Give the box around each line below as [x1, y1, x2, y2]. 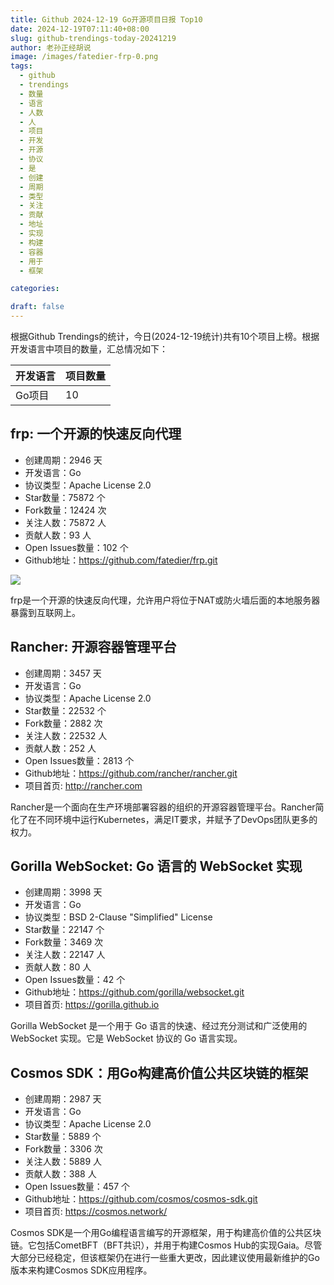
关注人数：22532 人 [24, 729, 108, 741]
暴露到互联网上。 [10, 606, 81, 618]
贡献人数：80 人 [24, 961, 92, 973]
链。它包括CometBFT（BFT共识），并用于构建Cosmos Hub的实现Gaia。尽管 [10, 1239, 323, 1251]
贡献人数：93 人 [24, 529, 92, 541]
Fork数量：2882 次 [24, 717, 103, 729]
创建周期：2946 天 [24, 454, 103, 466]
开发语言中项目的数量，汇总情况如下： [10, 343, 168, 355]
